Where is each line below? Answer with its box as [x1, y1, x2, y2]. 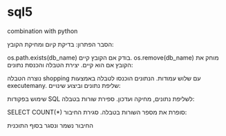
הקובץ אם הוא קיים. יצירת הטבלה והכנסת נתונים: [7, 60, 133, 69]
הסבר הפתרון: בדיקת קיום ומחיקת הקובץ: [7, 40, 114, 48]
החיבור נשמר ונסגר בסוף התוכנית [7, 121, 93, 129]
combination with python [7, 27, 78, 35]
